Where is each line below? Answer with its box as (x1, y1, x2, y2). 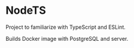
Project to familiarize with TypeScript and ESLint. (5, 23, 126, 31)
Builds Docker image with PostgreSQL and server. (5, 35, 129, 42)
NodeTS (5, 4, 46, 17)
